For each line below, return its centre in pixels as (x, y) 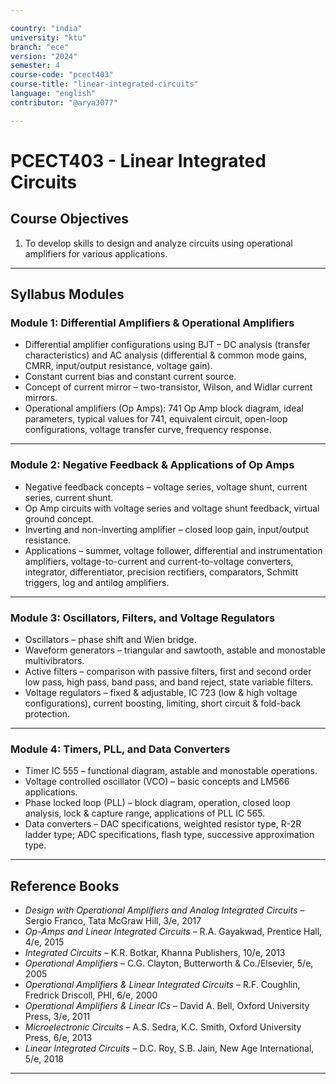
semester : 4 (35, 66)
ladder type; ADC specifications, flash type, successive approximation (169, 835)
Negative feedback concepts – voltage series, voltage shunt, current (166, 487)
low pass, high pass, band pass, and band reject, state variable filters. (169, 682)
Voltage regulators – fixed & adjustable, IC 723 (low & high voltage (161, 692)
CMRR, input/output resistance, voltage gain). (118, 366)
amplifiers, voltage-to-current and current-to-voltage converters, (159, 561)
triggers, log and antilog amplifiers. (97, 582)
